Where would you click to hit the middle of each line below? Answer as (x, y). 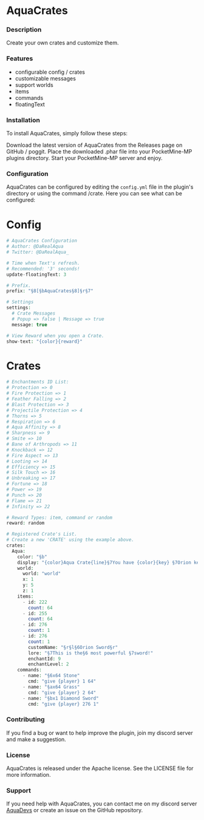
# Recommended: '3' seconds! (43, 268)
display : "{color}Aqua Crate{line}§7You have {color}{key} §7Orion (104, 562)
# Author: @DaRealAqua (35, 247)
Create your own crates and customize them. (63, 43)
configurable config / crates (50, 72)
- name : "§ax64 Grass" (51, 687)
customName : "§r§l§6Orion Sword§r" (73, 647)
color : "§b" (32, 557)
